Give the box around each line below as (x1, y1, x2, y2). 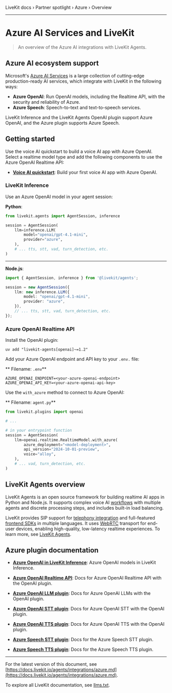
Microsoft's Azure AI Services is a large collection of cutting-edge (5, 72, 145, 79)
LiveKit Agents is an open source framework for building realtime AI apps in (5, 494, 165, 500)
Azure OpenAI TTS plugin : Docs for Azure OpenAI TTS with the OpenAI (12, 621, 165, 627)
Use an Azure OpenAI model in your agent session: (5, 194, 113, 200)
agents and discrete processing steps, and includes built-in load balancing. (5, 505, 164, 511)
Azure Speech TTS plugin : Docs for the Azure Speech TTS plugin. (12, 646, 154, 652)
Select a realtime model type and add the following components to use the (5, 153, 163, 160)
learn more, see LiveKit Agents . (5, 531, 72, 537)
